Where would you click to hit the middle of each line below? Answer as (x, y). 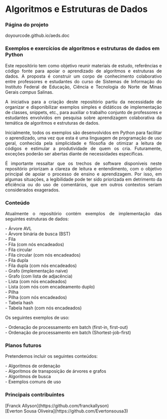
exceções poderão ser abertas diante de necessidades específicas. (75, 153)
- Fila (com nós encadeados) (35, 245)
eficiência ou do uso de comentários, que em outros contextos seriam (83, 184)
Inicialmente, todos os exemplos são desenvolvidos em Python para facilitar (83, 133)
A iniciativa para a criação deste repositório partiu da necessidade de (83, 102)
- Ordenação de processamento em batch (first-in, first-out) (67, 327)
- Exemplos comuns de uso (33, 382)
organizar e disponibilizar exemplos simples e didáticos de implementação (83, 107)
